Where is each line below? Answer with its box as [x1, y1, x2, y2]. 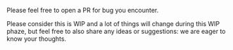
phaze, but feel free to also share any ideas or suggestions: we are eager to [6, 27, 226, 35]
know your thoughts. [6, 35, 67, 43]
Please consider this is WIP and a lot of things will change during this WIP [6, 20, 220, 27]
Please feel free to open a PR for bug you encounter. [6, 6, 159, 14]
